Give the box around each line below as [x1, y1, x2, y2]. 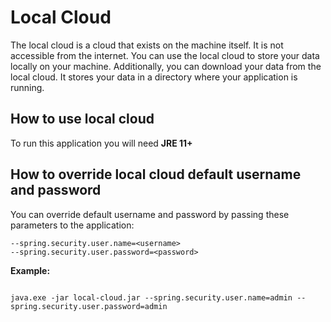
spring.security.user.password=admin [10, 301, 168, 311]
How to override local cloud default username [10, 166, 302, 183]
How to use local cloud [10, 111, 155, 128]
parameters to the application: [10, 219, 135, 231]
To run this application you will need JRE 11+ [10, 137, 193, 149]
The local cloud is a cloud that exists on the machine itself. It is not [10, 39, 284, 51]
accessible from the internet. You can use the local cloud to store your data [10, 49, 320, 61]
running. [10, 81, 45, 93]
